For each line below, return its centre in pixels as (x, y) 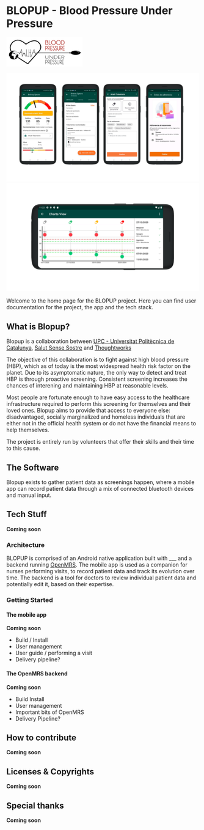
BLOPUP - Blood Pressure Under (89, 11)
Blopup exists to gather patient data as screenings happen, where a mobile (100, 482)
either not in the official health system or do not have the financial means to (101, 424)
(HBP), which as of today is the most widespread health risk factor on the (99, 366)
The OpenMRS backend (37, 674)
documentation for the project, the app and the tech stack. (80, 307)
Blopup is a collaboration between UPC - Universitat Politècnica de (90, 341)
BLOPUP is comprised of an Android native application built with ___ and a (99, 558)
